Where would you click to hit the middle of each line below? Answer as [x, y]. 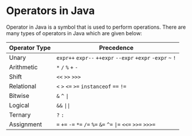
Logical [19, 105]
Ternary [20, 114]
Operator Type [30, 47]
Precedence [116, 47]
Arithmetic [24, 67]
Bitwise [19, 96]
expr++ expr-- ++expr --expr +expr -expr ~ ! [116, 58]
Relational [23, 86]
